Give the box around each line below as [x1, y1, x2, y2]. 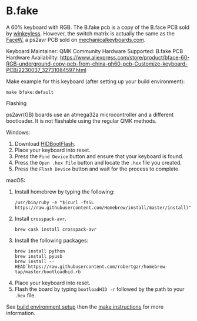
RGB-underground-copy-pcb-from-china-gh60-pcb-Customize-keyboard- [6, 60, 188, 67]
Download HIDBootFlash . [14, 140, 76, 147]
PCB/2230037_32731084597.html [6, 66, 87, 73]
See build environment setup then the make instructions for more [6, 303, 163, 310]
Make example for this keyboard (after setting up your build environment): [6, 78, 185, 85]
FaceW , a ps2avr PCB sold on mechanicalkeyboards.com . [6, 36, 146, 43]
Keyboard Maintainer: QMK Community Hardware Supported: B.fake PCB [6, 47, 183, 54]
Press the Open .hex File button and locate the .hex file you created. [14, 159, 182, 166]
